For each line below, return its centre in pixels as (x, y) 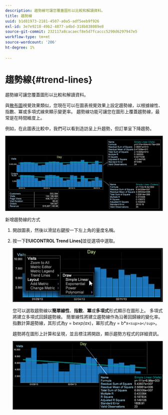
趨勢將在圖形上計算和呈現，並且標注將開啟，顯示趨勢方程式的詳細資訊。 (87, 334)
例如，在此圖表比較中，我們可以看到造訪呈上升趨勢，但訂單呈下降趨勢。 (79, 128)
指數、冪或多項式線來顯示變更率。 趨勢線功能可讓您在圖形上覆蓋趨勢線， (80, 111)
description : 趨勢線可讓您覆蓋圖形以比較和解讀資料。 (55, 11)
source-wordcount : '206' (31, 43)
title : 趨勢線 (19, 16)
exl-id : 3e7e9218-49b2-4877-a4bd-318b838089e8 (54, 27)
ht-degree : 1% (20, 48)
